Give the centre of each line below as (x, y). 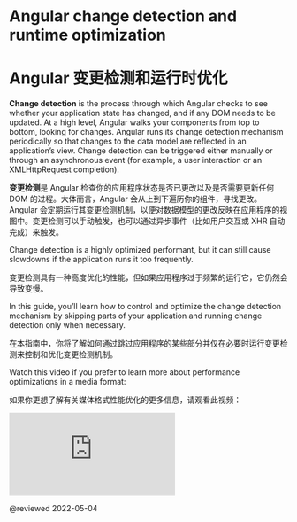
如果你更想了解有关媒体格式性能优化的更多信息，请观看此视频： (125, 400)
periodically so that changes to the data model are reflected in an (128, 141)
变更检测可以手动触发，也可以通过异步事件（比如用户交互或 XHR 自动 (159, 221)
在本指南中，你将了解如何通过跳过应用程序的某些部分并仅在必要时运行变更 (145, 344)
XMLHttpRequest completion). (64, 169)
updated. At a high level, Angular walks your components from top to (134, 122)
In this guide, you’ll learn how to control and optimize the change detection (145, 307)
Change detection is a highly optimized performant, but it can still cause (140, 250)
